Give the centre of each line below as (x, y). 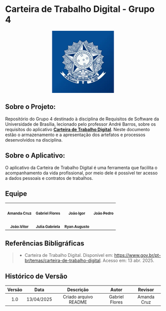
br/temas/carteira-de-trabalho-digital (62, 261)
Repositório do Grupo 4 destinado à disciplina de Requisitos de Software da (82, 119)
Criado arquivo (78, 297)
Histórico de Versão (36, 276)
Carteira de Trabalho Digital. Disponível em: (69, 255)
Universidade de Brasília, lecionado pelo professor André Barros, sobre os (81, 124)
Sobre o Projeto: (30, 107)
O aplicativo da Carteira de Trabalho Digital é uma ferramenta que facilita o (81, 167)
